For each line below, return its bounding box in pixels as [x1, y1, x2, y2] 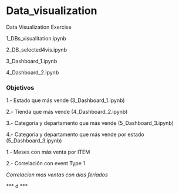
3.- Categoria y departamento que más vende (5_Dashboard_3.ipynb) [6, 120, 174, 127]
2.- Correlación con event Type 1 [6, 160, 85, 167]
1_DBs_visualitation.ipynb [6, 35, 66, 42]
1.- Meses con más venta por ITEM [6, 148, 90, 156]
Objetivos [6, 83, 35, 91]
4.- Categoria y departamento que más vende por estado [6, 131, 145, 138]
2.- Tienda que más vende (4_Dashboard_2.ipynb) [6, 108, 128, 115]
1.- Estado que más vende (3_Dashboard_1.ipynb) [6, 97, 125, 104]
